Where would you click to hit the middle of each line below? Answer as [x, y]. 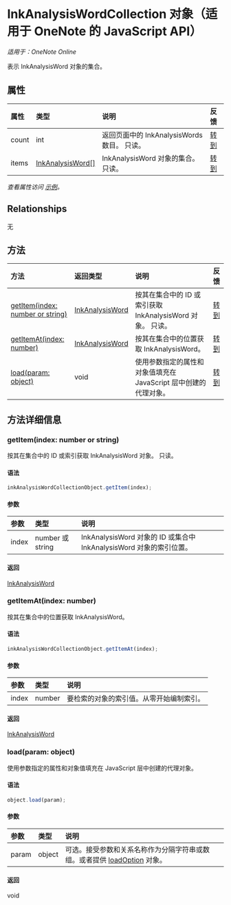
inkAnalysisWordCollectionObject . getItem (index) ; [80, 488]
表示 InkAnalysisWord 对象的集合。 [57, 66]
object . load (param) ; [37, 800]
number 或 [52, 538]
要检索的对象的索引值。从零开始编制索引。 [135, 698]
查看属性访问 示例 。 [35, 187]
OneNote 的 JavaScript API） [118, 31]
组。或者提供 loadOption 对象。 [116, 860]
